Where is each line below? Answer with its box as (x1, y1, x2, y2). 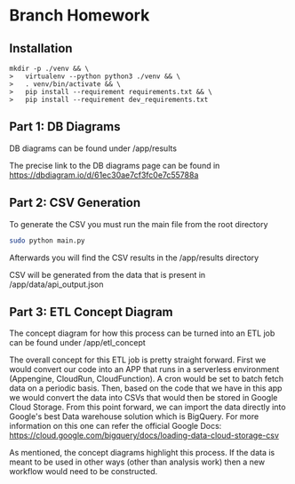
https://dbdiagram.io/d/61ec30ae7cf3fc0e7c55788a (9, 170, 199, 180)
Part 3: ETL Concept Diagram (9, 304, 173, 320)
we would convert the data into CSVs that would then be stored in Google (9, 393, 278, 403)
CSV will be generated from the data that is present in (9, 269, 206, 280)
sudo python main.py (9, 236, 86, 245)
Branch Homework (9, 5, 150, 26)
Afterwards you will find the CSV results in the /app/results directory (9, 252, 259, 263)
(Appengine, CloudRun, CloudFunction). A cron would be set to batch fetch (9, 374, 284, 385)
